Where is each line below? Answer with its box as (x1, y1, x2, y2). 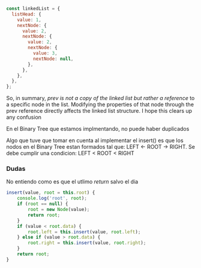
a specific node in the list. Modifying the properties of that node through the (6, 101, 194, 108)
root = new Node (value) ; (28, 207, 90, 213)
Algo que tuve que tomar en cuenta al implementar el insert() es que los (6, 137, 184, 144)
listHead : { (11, 11, 42, 17)
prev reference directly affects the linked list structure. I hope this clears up (6, 107, 193, 115)
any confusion (6, 114, 42, 121)
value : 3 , (32, 50, 58, 56)
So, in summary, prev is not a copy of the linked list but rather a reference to (6, 95, 195, 102)
